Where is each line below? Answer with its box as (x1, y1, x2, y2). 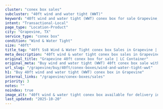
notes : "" (5, 83, 25, 88)
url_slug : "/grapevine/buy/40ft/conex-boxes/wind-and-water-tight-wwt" (5, 66, 153, 70)
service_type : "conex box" (5, 34, 60, 39)
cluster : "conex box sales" (5, 7, 62, 12)
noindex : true (5, 88, 34, 93)
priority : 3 (5, 79, 29, 83)
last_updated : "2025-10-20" (5, 97, 62, 102)
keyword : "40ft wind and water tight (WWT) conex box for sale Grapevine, (5, 16, 160, 21)
